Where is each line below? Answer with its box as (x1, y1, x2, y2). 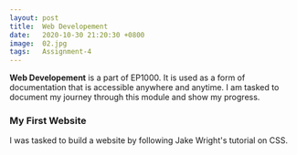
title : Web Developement (9, 22, 108, 31)
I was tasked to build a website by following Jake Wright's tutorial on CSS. (9, 135, 289, 146)
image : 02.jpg (9, 38, 68, 48)
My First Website (9, 115, 87, 128)
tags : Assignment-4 (9, 47, 92, 57)
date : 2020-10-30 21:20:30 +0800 (9, 30, 145, 39)
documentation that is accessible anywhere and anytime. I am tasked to (9, 82, 280, 93)
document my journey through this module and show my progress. (9, 92, 260, 103)
